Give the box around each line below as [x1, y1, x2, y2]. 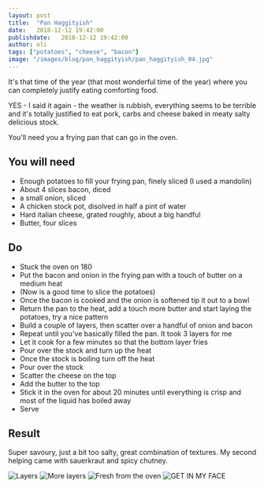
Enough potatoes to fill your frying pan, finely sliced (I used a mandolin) [19, 176, 252, 186]
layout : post [8, 11, 51, 20]
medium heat [19, 279, 63, 288]
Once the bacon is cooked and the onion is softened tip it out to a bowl [19, 295, 250, 305]
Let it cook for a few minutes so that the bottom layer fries [19, 337, 209, 346]
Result [8, 427, 41, 440]
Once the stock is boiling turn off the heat [19, 353, 155, 363]
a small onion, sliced [19, 193, 87, 202]
